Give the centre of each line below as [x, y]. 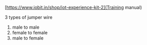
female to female [30, 32]
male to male [26, 27]
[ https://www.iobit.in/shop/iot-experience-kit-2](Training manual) [73, 7]
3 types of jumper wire [29, 17]
